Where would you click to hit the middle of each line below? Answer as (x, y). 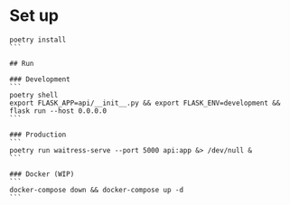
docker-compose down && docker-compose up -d (96, 190)
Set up (34, 16)
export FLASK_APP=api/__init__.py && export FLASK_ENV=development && (145, 103)
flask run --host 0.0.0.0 (58, 111)
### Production (38, 135)
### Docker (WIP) (42, 174)
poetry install (38, 40)
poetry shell (34, 95)
